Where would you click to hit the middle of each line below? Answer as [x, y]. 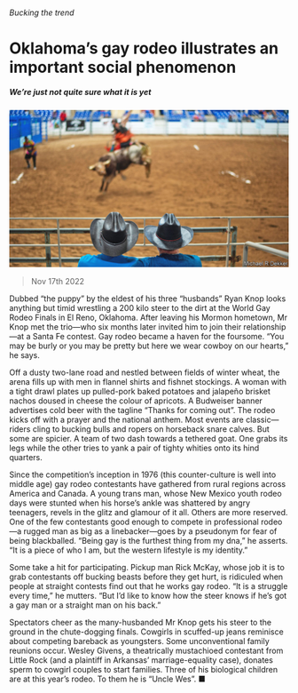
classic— [262, 420]
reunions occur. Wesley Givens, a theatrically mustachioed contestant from [146, 651]
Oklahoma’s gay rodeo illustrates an [144, 48]
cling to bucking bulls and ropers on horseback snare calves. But [151, 429]
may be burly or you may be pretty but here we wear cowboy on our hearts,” [149, 346]
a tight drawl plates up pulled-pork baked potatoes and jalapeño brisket [140, 392]
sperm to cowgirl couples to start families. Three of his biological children [143, 670]
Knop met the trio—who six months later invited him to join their [125, 327]
